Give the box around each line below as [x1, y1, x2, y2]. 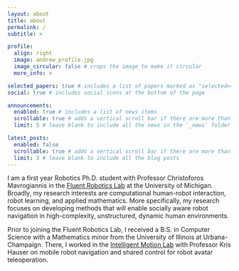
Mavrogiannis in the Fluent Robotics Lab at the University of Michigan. [7, 181, 213, 190]
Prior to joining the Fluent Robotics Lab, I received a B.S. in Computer [7, 225, 211, 234]
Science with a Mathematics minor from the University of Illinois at [7, 233, 202, 242]
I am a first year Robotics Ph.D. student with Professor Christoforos [7, 174, 204, 182]
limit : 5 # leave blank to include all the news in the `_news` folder [14, 122, 231, 129]
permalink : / [7, 23, 46, 31]
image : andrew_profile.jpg [14, 56, 94, 64]
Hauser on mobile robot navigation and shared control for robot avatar [7, 248, 213, 257]
